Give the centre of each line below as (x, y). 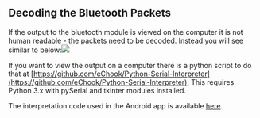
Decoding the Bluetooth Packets (90, 13)
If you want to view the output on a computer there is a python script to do (130, 65)
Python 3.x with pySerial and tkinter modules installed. (97, 90)
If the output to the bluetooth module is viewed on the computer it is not (126, 32)
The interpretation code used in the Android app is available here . (116, 105)
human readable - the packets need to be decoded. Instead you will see (126, 40)
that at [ (21, 74)
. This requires (210, 82)
